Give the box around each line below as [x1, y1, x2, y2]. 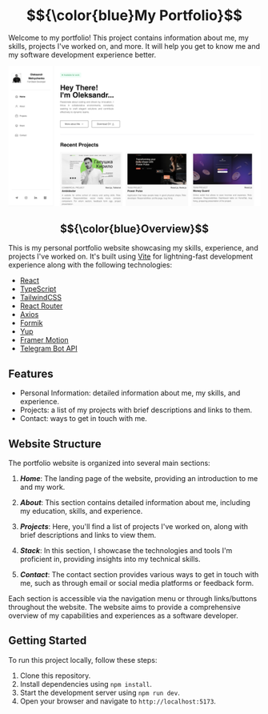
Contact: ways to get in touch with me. [19, 414, 148, 423]
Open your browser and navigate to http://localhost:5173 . [19, 696, 216, 706]
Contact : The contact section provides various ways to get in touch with [19, 569, 259, 579]
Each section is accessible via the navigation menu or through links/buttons [8, 593, 258, 603]
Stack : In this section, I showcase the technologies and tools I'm [19, 545, 233, 555]
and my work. [19, 482, 66, 491]
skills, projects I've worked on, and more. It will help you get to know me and [8, 41, 261, 50]
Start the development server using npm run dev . [19, 688, 180, 697]
